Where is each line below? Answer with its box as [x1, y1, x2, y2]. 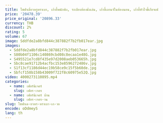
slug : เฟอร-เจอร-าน [14, 97, 48, 102]
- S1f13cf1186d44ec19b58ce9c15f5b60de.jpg [9, 66, 97, 71]
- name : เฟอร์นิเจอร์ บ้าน [9, 92, 50, 97]
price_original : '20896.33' [5, 16, 62, 21]
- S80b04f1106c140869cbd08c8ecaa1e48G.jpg [9, 52, 97, 57]
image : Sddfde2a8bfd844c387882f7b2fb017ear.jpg [5, 39, 103, 44]
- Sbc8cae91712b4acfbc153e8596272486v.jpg [9, 61, 97, 66]
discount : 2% [5, 25, 32, 30]
